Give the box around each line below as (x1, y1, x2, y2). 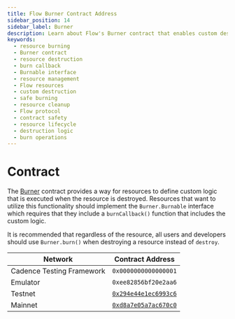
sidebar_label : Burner (7, 23, 73, 30)
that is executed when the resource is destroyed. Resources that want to (7, 194, 216, 203)
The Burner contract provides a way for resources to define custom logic (7, 187, 218, 196)
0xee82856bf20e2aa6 (112, 278, 177, 287)
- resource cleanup (13, 101, 71, 108)
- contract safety (13, 114, 68, 121)
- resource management (13, 75, 80, 83)
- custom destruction (13, 88, 77, 95)
